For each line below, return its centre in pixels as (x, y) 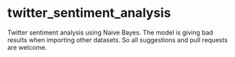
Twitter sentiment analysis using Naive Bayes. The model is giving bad (110, 32)
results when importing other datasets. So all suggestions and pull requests (118, 39)
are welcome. (27, 47)
